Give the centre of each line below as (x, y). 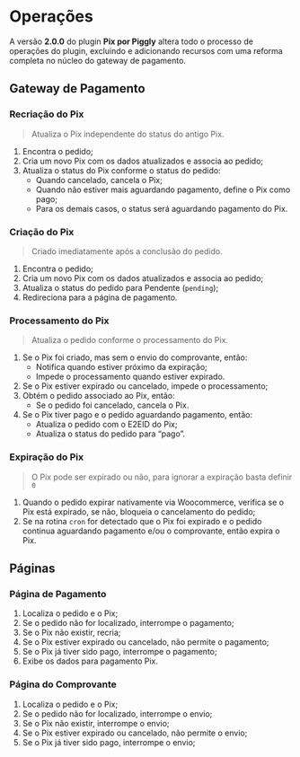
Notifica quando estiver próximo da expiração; (122, 367)
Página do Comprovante (63, 684)
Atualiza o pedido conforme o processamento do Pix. (130, 340)
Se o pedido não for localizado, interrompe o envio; (117, 713)
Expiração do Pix (47, 457)
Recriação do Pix (47, 114)
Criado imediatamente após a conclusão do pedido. (127, 251)
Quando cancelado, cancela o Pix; (99, 180)
